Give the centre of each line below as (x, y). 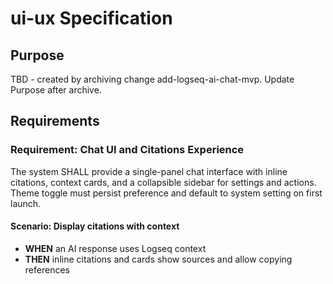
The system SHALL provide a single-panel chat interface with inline (149, 171)
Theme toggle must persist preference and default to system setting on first (166, 193)
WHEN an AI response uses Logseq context (115, 248)
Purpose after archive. (56, 90)
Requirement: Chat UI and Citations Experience (127, 150)
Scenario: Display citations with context (95, 226)
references (47, 269)
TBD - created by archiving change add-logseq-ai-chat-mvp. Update (152, 79)
